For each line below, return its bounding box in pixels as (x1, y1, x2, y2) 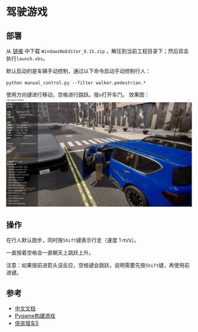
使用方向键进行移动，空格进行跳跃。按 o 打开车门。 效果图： (6, 91, 150, 98)
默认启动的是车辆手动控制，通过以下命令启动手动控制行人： (6, 67, 151, 74)
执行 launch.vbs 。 (6, 55, 48, 62)
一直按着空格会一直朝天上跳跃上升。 (6, 249, 94, 256)
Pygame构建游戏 (14, 312, 56, 319)
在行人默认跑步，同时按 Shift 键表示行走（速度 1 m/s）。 (6, 237, 140, 244)
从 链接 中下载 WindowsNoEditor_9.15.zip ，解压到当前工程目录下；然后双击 (6, 48, 189, 54)
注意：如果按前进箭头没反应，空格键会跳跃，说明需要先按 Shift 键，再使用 (6, 262, 184, 269)
